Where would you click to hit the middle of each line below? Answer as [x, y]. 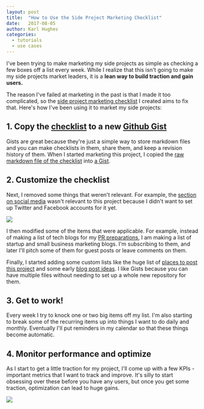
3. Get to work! [35, 300]
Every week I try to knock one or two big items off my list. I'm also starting [99, 315]
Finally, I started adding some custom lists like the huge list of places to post [102, 262]
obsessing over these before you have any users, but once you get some [98, 382]
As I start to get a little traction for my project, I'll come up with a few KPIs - [100, 369]
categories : [21, 35]
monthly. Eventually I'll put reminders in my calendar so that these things [97, 328]
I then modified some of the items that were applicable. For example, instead [102, 231]
